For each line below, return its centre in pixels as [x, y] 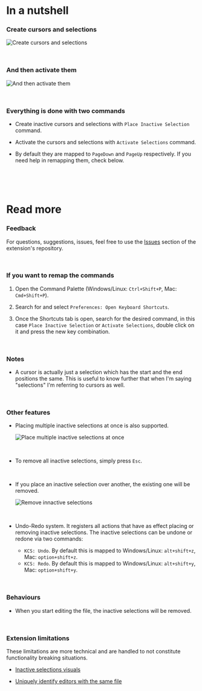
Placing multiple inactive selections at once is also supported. [92, 426]
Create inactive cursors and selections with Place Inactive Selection [102, 124]
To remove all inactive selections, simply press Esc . [79, 461]
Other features [28, 413]
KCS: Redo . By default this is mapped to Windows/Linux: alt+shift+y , [110, 564]
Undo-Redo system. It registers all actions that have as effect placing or [104, 526]
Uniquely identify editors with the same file [68, 681]
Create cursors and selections [51, 30]
